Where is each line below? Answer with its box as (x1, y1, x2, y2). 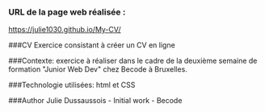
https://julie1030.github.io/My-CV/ (8, 25, 121, 35)
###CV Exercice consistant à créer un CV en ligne (8, 40, 175, 50)
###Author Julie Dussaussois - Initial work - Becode (8, 96, 183, 106)
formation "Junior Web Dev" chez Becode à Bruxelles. (8, 64, 187, 74)
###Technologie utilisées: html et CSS (8, 80, 136, 90)
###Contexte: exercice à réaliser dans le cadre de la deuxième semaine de (8, 56, 258, 66)
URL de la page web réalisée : (8, 6, 126, 18)
